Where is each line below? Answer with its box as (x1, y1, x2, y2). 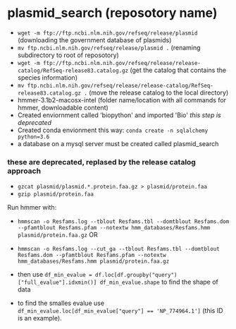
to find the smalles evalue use (17, 299, 104, 308)
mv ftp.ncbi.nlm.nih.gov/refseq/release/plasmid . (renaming (17, 43, 201, 52)
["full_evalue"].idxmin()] (17, 279, 97, 287)
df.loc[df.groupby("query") (94, 272, 178, 279)
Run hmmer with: (7, 203, 57, 212)
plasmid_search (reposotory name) (7, 5, 218, 21)
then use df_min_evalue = (17, 270, 93, 279)
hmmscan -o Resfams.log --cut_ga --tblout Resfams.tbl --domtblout (17, 246, 220, 253)
